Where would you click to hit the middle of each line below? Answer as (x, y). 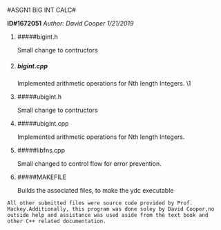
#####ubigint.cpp (43, 123)
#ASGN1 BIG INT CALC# (41, 10)
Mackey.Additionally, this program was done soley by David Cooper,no (111, 209)
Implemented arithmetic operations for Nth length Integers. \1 (104, 83)
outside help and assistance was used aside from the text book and (108, 215)
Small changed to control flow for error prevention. (89, 163)
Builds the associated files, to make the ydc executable (95, 190)
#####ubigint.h (39, 97)
